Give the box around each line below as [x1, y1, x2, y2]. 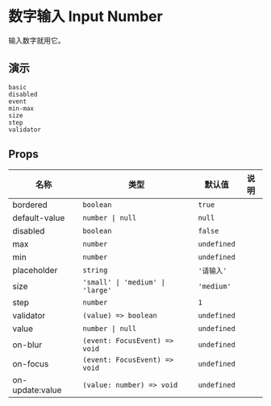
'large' [82, 285, 112, 295]
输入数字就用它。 [8, 35, 65, 45]
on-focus [12, 358, 49, 369]
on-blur [12, 339, 43, 350]
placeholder [12, 264, 58, 275]
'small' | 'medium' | [82, 277, 165, 287]
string [82, 265, 108, 275]
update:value [12, 384, 62, 396]
